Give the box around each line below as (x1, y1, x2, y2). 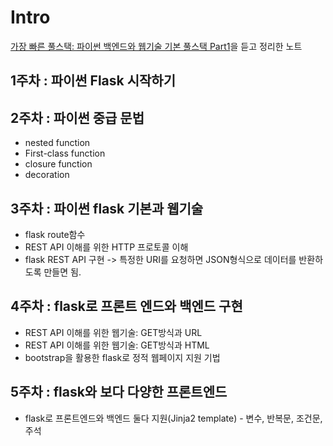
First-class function (24, 147, 106, 160)
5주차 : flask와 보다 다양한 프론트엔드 (10, 384, 228, 401)
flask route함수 (24, 228, 86, 240)
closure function (24, 158, 93, 170)
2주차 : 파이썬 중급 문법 (10, 109, 145, 126)
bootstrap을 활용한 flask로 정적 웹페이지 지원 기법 (24, 351, 221, 363)
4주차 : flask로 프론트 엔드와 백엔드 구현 (10, 298, 243, 315)
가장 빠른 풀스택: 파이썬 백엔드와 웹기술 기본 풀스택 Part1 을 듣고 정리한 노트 (10, 40, 303, 52)
